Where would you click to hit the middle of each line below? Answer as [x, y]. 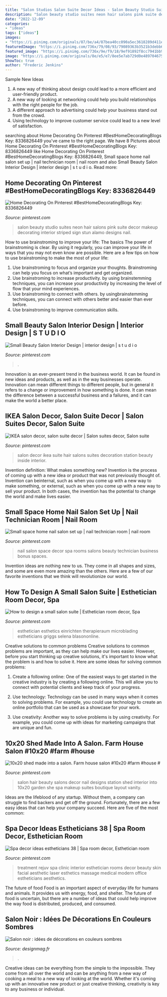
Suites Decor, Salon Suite [45, 424]
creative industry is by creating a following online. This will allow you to [85, 682]
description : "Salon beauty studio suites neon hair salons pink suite [81, 14]
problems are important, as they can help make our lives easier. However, [80, 651]
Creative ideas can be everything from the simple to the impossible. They [80, 968]
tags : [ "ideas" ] [22, 33]
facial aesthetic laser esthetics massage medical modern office [82, 873]
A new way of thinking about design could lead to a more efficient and [84, 89]
